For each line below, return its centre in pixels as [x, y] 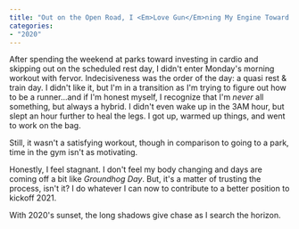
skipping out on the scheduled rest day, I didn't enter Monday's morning [142, 69]
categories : [31, 26]
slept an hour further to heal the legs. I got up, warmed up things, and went [147, 116]
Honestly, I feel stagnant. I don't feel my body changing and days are [136, 169]
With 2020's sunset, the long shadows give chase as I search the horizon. [145, 216]
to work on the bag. [46, 126]
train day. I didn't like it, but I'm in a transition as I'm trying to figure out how [148, 88]
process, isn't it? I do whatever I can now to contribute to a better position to [149, 189]
